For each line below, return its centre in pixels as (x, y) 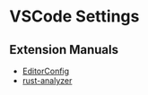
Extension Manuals (64, 50)
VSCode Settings (74, 17)
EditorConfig (46, 71)
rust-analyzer (47, 81)
